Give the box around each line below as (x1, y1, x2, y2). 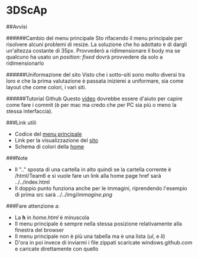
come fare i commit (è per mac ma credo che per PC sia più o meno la (6, 101, 177, 108)
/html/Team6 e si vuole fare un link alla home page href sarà (14, 172, 161, 179)
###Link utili (6, 119, 37, 126)
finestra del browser (14, 226, 64, 233)
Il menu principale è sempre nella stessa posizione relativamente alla (14, 220, 182, 227)
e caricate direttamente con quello (14, 245, 99, 252)
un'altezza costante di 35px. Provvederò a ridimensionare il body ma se (6, 47, 180, 54)
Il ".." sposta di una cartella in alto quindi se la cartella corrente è (14, 166, 171, 173)
